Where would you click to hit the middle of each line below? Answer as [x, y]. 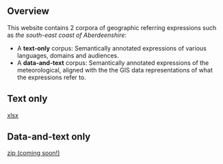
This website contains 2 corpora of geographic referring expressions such [112, 27]
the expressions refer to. [52, 77]
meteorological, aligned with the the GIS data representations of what [115, 70]
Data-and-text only [49, 137]
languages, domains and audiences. [68, 55]
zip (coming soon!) [34, 153]
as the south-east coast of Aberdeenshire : [67, 35]
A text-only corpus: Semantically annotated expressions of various [112, 48]
